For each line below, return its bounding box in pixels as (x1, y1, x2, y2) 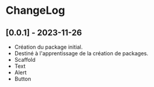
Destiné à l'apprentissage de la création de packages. (14, 50, 149, 57)
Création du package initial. (14, 43, 83, 50)
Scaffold (14, 56, 36, 63)
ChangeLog (5, 4, 65, 17)
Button (14, 76, 31, 82)
